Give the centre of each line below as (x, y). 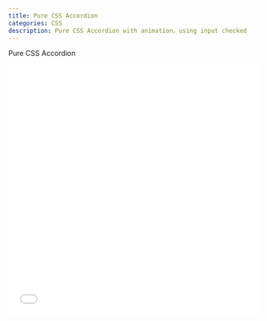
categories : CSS (35, 23)
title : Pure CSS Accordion (53, 16)
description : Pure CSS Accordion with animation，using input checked (128, 30)
